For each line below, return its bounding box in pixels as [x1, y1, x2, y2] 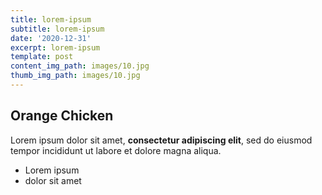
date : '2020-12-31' [10, 33, 92, 43]
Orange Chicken [10, 107, 114, 125]
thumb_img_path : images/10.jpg [10, 71, 141, 81]
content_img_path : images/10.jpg [10, 61, 150, 71]
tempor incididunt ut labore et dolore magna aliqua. [10, 144, 222, 156]
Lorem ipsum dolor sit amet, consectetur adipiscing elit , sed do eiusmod [10, 134, 313, 146]
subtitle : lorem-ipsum [10, 24, 105, 34]
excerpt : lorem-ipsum [10, 42, 101, 53]
